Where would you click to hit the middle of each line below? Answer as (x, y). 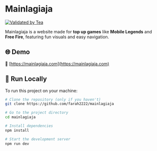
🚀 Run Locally (26, 79)
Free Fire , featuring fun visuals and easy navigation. (57, 37)
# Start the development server (38, 139)
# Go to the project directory (37, 113)
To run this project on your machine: (41, 91)
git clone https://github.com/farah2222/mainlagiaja (60, 104)
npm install (17, 130)
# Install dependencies (29, 126)
